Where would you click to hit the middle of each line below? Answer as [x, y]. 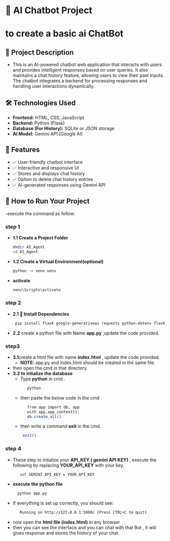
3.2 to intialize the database [42, 373]
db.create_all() [44, 416]
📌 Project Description [40, 52]
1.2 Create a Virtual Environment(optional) [58, 261]
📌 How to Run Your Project [47, 201]
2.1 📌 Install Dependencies [41, 314]
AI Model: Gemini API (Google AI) [47, 134]
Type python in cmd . [43, 379]
